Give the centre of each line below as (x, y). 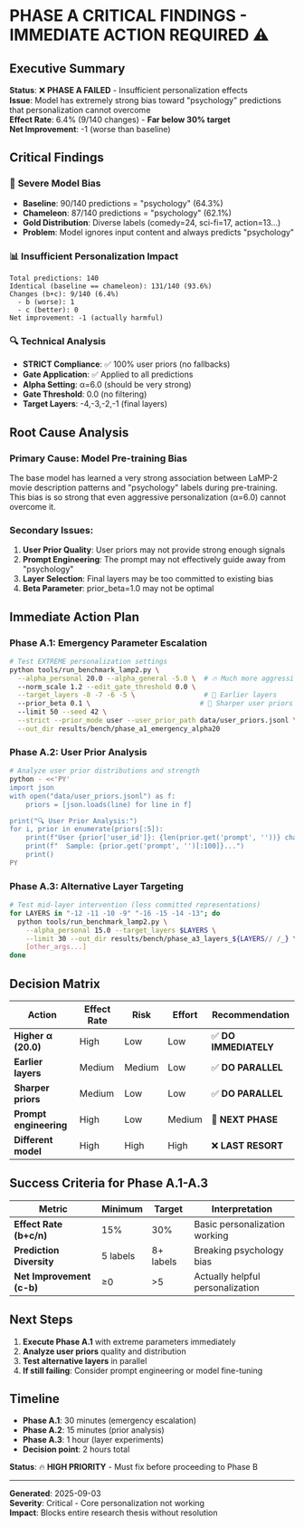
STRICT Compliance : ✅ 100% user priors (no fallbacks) (126, 364)
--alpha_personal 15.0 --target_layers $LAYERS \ (121, 930)
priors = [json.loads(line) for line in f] (109, 804)
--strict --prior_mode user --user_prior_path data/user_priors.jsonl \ (157, 721)
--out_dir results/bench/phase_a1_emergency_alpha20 (119, 729)
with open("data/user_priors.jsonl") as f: (93, 796)
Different (33, 1139)
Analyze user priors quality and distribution (104, 1351)
